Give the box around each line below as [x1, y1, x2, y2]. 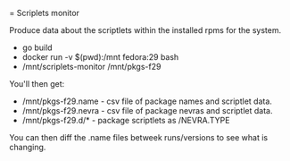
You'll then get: [9, 79, 65, 89]
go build [21, 42, 53, 53]
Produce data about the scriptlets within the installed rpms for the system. [9, 25, 282, 35]
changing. [9, 142, 46, 152]
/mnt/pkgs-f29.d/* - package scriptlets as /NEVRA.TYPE [21, 115, 230, 125]
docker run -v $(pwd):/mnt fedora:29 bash [21, 52, 179, 62]
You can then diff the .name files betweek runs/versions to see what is [9, 132, 269, 142]
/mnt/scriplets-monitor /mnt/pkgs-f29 [21, 62, 162, 72]
